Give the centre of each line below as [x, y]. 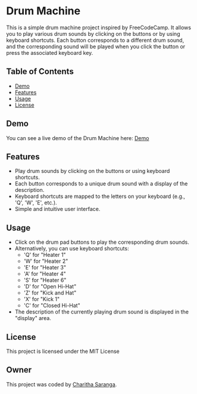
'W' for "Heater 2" [46, 261]
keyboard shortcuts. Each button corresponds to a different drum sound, [95, 40]
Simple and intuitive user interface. [57, 209]
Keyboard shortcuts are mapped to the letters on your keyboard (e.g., [100, 196]
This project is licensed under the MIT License [63, 351]
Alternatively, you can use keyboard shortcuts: [72, 249]
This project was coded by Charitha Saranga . [62, 384]
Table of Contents [40, 72]
